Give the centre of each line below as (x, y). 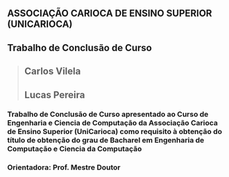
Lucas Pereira (54, 95)
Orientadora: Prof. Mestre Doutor (64, 167)
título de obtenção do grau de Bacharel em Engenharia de (106, 140)
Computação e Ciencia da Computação (75, 149)
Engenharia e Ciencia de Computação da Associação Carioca (113, 123)
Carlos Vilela (52, 72)
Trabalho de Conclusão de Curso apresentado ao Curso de (108, 114)
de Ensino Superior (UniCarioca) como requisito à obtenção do (115, 131)
